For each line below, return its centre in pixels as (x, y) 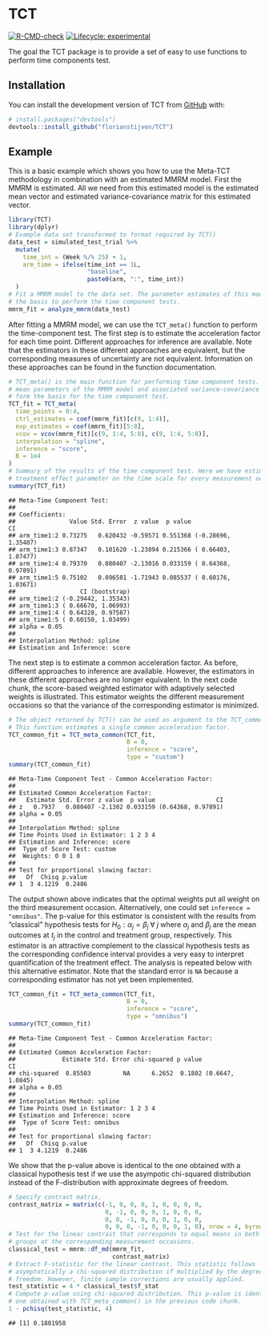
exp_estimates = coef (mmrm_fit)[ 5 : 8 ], (80, 426)
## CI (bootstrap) (69, 591)
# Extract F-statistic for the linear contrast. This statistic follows (132, 1264)
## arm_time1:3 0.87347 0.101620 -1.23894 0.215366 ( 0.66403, (119, 550)
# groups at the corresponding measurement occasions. (102, 1242)
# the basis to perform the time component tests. (94, 301)
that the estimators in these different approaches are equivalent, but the (127, 350)
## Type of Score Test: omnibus (64, 1122)
